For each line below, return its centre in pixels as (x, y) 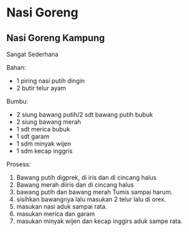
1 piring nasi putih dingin (50, 81)
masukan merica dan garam (55, 214)
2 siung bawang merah (48, 122)
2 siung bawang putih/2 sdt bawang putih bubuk (85, 115)
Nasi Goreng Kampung (56, 38)
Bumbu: (17, 101)
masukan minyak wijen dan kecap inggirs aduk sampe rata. (99, 221)
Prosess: (19, 164)
